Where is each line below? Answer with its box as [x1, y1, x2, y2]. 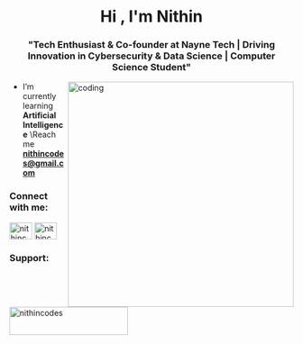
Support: [9, 251, 50, 264]
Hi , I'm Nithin [100, 6, 203, 27]
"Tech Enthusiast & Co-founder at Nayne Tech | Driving [27, 39, 276, 51]
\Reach [30, 129, 57, 140]
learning [22, 101, 54, 112]
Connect [9, 190, 48, 203]
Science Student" [111, 61, 192, 74]
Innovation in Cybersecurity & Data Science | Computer [27, 50, 276, 62]
